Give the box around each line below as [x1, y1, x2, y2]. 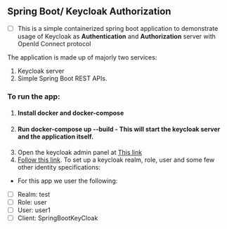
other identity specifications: [17, 162, 100, 171]
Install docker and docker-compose [17, 109, 124, 118]
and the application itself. [17, 132, 93, 141]
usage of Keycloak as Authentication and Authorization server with [17, 32, 216, 41]
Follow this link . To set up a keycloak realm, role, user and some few [17, 155, 215, 164]
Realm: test [17, 190, 51, 198]
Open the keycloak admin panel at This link [17, 148, 143, 156]
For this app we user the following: [17, 176, 118, 185]
